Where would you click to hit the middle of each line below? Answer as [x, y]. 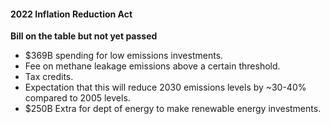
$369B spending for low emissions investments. [124, 56]
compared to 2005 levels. [77, 98]
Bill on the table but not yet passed [84, 36]
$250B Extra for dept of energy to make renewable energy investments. [173, 109]
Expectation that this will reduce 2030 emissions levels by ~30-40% [165, 87]
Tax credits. [49, 77]
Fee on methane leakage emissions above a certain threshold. [152, 66]
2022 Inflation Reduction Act [71, 14]
